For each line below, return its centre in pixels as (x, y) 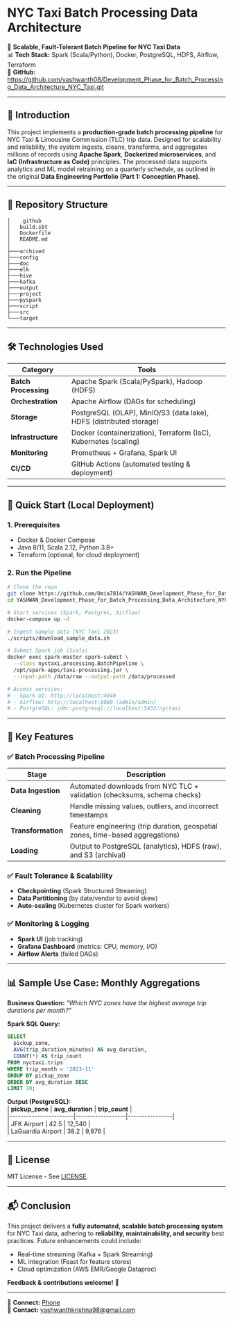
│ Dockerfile (29, 233)
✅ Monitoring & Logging (48, 924)
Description (146, 775)
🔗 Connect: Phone (34, 1302)
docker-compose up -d (38, 619)
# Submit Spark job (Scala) (48, 651)
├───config (23, 257)
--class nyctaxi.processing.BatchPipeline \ (79, 664)
